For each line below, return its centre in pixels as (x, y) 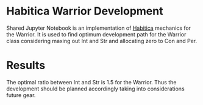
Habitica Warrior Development (85, 11)
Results (26, 66)
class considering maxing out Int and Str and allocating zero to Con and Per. (102, 41)
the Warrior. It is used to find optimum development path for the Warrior (96, 34)
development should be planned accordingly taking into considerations (95, 89)
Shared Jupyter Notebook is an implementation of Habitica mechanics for (98, 28)
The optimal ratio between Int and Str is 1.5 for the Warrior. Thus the (91, 82)
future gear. (21, 95)
